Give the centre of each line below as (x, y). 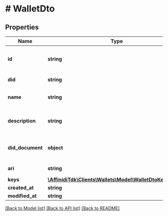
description (22, 121)
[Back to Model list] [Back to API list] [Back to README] (62, 208)
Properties (22, 27)
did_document (25, 148)
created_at (21, 188)
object (55, 148)
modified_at (22, 196)
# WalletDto (30, 9)
